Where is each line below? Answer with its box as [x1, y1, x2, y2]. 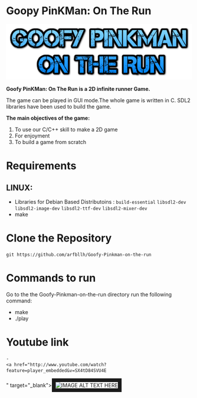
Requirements [6, 159, 77, 172]
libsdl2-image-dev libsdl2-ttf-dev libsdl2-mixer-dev [14, 205, 147, 212]
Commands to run [6, 272, 96, 285]
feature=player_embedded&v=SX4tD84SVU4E [6, 367, 107, 373]
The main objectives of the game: [6, 115, 90, 122]
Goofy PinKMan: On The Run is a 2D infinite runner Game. [6, 86, 150, 93]
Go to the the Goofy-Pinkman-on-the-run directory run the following [6, 291, 172, 298]
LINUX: [6, 182, 33, 193]
